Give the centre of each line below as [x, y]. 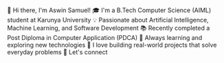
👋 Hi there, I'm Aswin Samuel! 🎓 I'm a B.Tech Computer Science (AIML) [109, 10]
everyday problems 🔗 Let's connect [57, 52]
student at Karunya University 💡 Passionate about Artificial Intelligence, [108, 20]
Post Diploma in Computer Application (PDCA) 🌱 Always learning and [105, 38]
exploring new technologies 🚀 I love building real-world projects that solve [112, 45]
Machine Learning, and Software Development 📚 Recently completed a [109, 28]
